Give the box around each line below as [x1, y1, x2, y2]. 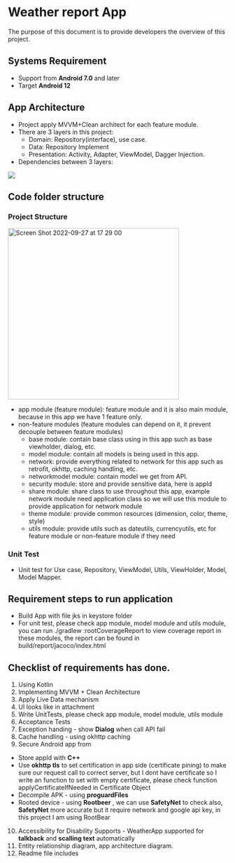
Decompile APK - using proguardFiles [17, 791, 129, 799]
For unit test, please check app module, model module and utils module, [17, 619, 227, 627]
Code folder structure [8, 191, 104, 203]
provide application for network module [28, 502, 143, 510]
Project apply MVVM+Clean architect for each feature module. [17, 120, 199, 128]
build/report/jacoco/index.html [17, 641, 106, 650]
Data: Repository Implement [28, 142, 109, 151]
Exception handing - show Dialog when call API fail [17, 725, 166, 733]
